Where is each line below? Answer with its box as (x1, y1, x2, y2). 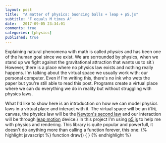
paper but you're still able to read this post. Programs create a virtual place (5, 80, 158, 86)
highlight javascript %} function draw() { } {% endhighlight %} (5, 132, 131, 138)
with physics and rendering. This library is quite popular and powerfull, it (5, 121, 153, 127)
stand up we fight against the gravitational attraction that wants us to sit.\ (5, 59, 155, 65)
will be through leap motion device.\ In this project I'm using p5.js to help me (5, 116, 161, 122)
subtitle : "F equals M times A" (5, 16, 72, 21)
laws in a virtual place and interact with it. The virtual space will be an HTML (5, 105, 157, 112)
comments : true (5, 26, 37, 31)
